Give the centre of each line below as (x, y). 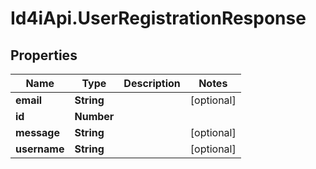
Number (94, 116)
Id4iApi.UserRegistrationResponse (158, 18)
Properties (44, 55)
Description (152, 83)
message (37, 132)
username (40, 149)
